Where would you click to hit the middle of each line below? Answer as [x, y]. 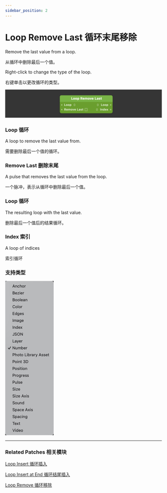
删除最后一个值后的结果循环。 [36, 223]
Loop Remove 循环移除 [29, 485]
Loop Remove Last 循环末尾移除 [71, 37]
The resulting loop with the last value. [43, 212]
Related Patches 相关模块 [36, 452]
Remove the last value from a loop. [41, 51]
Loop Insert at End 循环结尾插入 [38, 475]
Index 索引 [18, 237]
